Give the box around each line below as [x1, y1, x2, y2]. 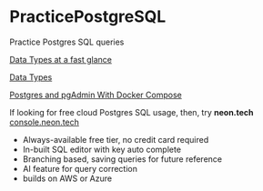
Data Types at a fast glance [9, 54, 112, 65]
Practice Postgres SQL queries [9, 36, 125, 47]
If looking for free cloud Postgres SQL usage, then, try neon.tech [9, 106, 254, 117]
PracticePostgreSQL [9, 6, 167, 27]
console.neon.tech [9, 116, 80, 127]
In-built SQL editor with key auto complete [22, 144, 182, 155]
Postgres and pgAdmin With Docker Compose [9, 89, 182, 100]
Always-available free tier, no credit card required [22, 134, 209, 145]
